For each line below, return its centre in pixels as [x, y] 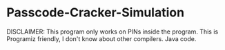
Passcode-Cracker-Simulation [95, 13]
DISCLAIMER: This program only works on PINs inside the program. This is [112, 32]
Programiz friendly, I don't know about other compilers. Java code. [101, 38]
